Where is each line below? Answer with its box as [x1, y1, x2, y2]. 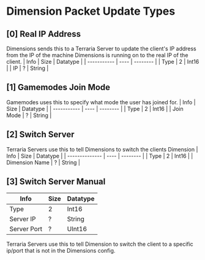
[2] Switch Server [6, 129, 75, 140]
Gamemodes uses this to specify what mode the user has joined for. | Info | [6, 98, 196, 105]
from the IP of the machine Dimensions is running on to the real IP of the [6, 52, 188, 59]
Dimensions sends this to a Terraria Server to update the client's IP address [6, 45, 197, 52]
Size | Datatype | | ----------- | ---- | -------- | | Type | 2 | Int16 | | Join [6, 105, 184, 112]
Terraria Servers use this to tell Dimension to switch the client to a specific [6, 240, 194, 248]
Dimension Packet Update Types [6, 4, 176, 18]
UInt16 [67, 225, 88, 234]
